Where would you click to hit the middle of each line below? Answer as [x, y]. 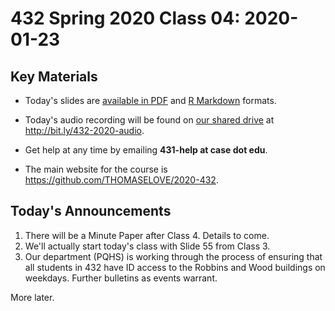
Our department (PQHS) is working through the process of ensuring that [173, 256]
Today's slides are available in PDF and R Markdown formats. [150, 100]
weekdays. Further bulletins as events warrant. [121, 278]
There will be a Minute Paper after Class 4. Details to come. [147, 235]
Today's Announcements [91, 211]
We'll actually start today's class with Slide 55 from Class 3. [147, 246]
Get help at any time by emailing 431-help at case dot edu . [146, 150]
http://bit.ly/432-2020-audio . [84, 130]
